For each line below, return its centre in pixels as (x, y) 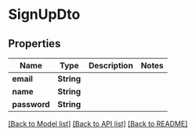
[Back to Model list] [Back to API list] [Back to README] (98, 124)
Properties (34, 44)
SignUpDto (44, 15)
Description (111, 66)
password (31, 104)
